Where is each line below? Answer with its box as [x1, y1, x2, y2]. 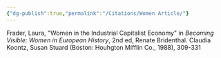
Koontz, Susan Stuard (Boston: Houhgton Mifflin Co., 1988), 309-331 [6, 43, 201, 51]
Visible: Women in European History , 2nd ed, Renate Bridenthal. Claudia [6, 35, 211, 44]
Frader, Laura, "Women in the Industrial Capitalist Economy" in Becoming [6, 29, 215, 37]
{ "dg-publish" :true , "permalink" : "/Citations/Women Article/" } [6, 10, 189, 17]
